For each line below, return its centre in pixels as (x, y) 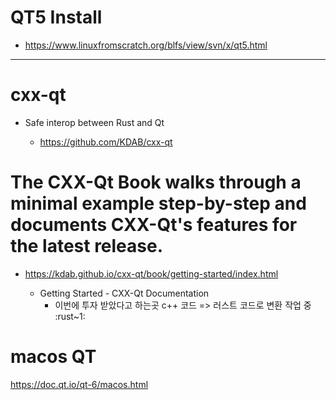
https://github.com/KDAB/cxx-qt (106, 142)
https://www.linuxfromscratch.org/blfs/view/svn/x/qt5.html (146, 45)
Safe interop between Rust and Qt (94, 122)
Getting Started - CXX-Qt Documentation (124, 293)
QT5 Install (56, 17)
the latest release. (87, 246)
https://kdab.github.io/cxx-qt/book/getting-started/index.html (151, 273)
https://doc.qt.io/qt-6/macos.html (79, 384)
